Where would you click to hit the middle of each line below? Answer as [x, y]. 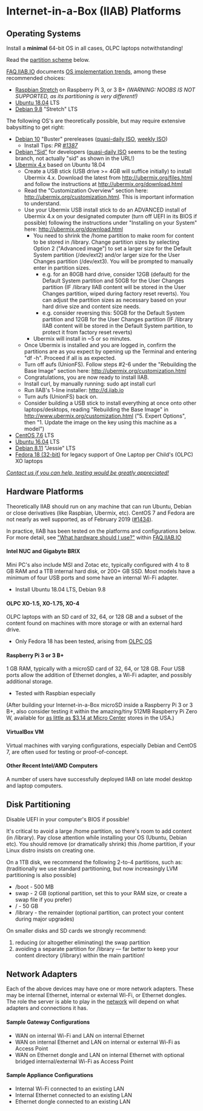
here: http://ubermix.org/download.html [73, 229]
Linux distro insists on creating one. [51, 850]
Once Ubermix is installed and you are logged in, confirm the [100, 345]
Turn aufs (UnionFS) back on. [61, 396]
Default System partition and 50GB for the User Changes [113, 281]
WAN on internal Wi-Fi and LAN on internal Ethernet [80, 1035]
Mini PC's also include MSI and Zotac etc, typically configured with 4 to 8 [98, 565]
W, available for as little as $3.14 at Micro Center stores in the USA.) [90, 718]
